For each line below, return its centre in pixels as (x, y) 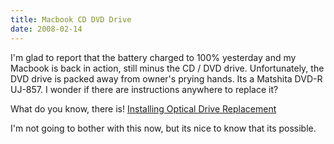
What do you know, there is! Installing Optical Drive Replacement (143, 108)
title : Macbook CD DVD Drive (71, 19)
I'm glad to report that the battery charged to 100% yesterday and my (153, 57)
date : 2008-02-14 (46, 29)
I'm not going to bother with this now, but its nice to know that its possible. (163, 128)
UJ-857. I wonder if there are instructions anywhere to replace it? (144, 89)
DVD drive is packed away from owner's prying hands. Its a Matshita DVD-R (166, 78)
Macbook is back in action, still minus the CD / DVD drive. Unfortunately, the (167, 68)
